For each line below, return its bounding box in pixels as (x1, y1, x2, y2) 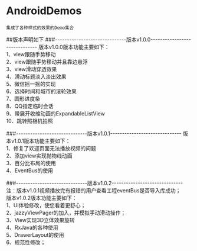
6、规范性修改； (6, 239, 46, 246)
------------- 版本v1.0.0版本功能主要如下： (6, 43, 110, 50)
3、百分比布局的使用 (6, 159, 56, 166)
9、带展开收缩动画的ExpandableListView (6, 110, 105, 117)
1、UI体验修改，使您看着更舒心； (6, 201, 86, 208)
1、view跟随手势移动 (6, 50, 56, 57)
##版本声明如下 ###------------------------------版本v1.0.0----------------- (6, 36, 192, 43)
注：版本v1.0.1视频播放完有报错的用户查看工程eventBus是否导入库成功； (6, 186, 181, 194)
